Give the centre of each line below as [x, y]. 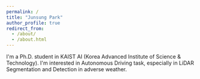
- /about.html [29, 39]
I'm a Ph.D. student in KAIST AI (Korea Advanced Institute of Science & [94, 57]
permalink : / [23, 12]
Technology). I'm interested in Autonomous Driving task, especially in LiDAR [100, 63]
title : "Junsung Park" [35, 17]
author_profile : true [33, 23]
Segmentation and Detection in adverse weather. [67, 69]
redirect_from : [25, 28]
